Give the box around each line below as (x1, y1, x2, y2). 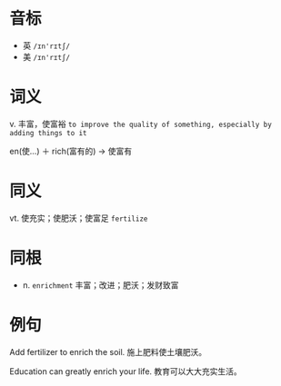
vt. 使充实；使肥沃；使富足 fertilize (9, 213, 148, 223)
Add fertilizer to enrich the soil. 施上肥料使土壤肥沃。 (9, 346, 207, 357)
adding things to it (9, 128, 88, 137)
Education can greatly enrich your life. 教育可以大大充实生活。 (9, 365, 243, 377)
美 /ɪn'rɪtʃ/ (22, 51, 71, 62)
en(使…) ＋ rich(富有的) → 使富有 (9, 145, 133, 156)
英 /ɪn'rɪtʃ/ (22, 40, 71, 51)
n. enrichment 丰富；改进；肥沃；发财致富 (22, 279, 179, 291)
